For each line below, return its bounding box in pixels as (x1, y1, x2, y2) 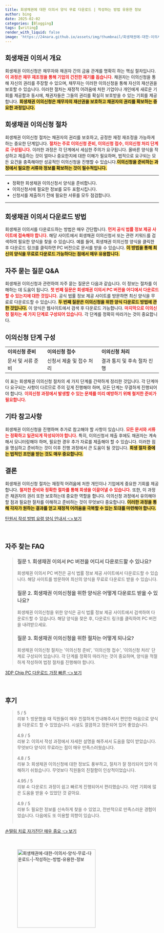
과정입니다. (14, 104, 36, 110)
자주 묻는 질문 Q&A (5, 267, 60, 275)
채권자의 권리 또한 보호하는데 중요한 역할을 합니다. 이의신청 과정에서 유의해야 (10, 493, 156, 499)
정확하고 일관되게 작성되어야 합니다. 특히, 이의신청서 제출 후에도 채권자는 (10, 432, 148, 438)
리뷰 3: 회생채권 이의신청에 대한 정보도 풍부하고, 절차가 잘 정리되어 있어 (17, 761, 153, 767)
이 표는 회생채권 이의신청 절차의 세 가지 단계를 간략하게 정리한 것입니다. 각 (5, 378, 145, 384)
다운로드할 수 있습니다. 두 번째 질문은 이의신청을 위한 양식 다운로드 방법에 (14, 299, 152, 305)
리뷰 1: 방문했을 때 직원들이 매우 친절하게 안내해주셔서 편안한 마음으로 (17, 715, 149, 721)
